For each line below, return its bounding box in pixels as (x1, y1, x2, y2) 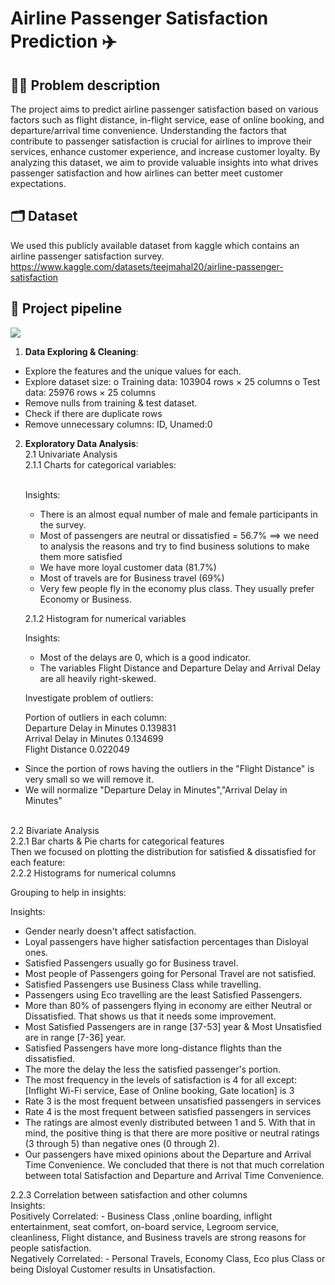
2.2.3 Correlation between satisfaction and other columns (10, 1188, 248, 1201)
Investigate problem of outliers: (24, 692, 154, 704)
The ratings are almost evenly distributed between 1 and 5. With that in (24, 1116, 316, 1128)
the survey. (39, 518, 87, 531)
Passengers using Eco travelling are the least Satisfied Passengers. (24, 988, 303, 1001)
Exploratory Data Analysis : (24, 437, 139, 449)
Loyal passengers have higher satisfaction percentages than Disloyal (24, 935, 309, 947)
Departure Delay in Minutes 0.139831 (24, 722, 177, 734)
